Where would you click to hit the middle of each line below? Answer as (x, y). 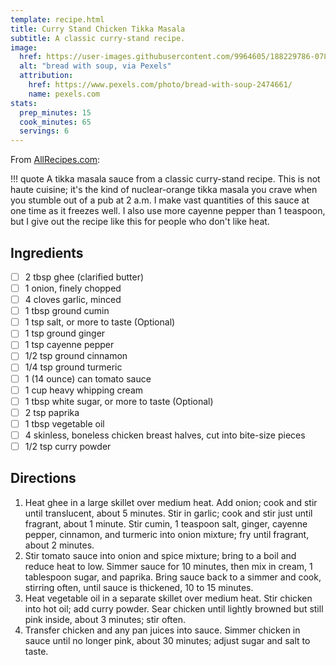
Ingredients (47, 252)
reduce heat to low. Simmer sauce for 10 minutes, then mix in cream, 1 (168, 566)
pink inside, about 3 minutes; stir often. (105, 619)
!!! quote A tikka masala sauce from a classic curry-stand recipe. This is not (165, 179)
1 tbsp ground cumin (67, 311)
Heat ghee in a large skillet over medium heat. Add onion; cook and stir (171, 502)
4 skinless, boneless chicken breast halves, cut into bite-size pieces (165, 435)
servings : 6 (44, 131)
